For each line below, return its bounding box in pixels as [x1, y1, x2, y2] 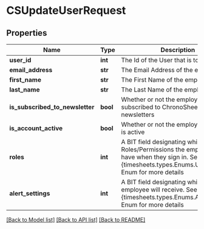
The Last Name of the [121, 85, 183, 94]
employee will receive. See [121, 185, 197, 194]
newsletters [121, 110, 155, 119]
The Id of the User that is [121, 56, 192, 64]
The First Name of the [121, 76, 183, 84]
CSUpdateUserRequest [6, 4, 126, 18]
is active [121, 128, 145, 136]
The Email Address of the [121, 66, 193, 74]
